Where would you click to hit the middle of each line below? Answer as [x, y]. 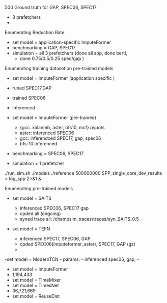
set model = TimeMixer [36, 280]
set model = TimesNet [35, 285]
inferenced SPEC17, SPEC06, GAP [55, 239]
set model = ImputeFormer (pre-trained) [54, 117]
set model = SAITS [32, 198]
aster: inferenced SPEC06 [47, 133]
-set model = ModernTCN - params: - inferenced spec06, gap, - [72, 259]
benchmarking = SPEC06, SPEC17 [48, 154]
